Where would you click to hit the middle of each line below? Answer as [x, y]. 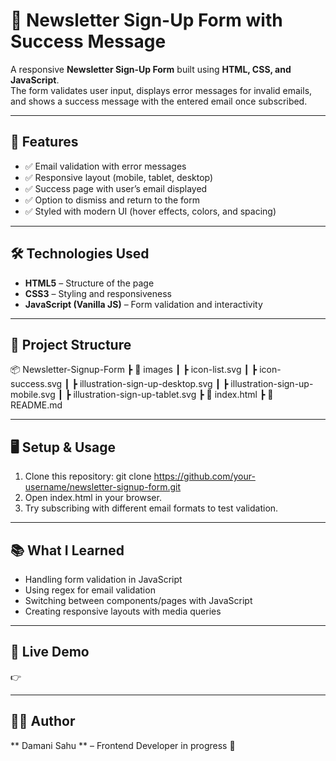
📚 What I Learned [67, 550]
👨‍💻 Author [43, 721]
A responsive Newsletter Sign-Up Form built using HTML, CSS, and [151, 69]
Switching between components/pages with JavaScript [138, 600]
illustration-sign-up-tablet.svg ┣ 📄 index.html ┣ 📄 [173, 395]
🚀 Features [44, 142]
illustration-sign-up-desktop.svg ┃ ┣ [154, 384]
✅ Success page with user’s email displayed [116, 188]
